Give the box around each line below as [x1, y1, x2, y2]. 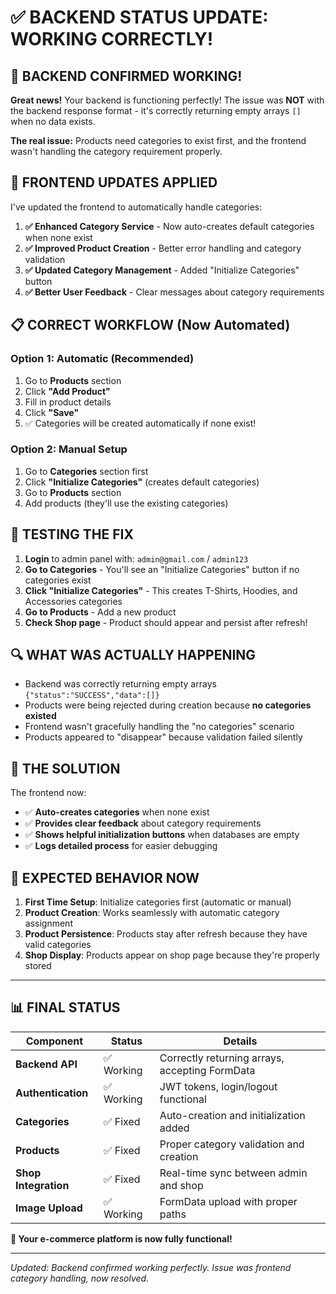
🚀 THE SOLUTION [10, 760, 121, 777]
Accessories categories [24, 595, 123, 607]
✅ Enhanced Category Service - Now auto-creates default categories [24, 220, 315, 232]
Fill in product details [24, 396, 112, 408]
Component [25, 1034, 84, 1048]
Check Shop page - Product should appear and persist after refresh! [24, 616, 308, 628]
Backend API [15, 1057, 78, 1071]
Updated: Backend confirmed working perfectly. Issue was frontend [10, 1261, 292, 1273]
